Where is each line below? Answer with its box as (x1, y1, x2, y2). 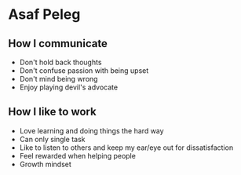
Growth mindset (19, 159, 72, 169)
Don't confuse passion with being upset (19, 66, 149, 75)
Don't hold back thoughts (19, 57, 102, 67)
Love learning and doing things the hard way (19, 126, 164, 135)
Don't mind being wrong (19, 75, 98, 83)
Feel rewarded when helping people (19, 151, 136, 160)
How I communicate (8, 37, 108, 50)
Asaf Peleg (8, 5, 81, 24)
